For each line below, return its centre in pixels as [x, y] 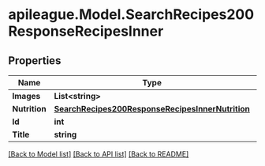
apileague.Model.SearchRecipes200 [131, 15]
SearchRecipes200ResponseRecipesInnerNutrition [152, 109]
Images [26, 96]
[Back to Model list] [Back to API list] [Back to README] [99, 154]
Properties [35, 60]
